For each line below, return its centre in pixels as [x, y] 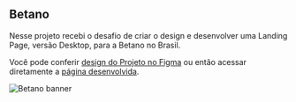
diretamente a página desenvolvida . [74, 71]
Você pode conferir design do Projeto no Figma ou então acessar [128, 62]
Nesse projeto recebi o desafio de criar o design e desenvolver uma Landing [148, 35]
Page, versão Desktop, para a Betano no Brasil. [95, 45]
